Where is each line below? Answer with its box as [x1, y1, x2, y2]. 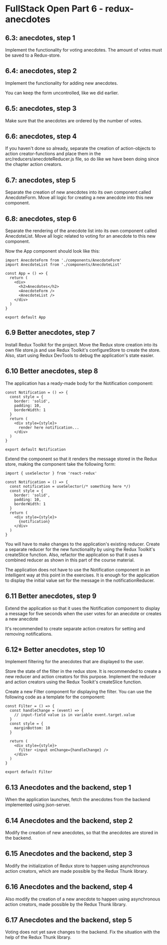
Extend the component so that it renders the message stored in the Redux [5, 456, 157, 462]
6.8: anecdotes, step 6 [5, 214, 77, 223]
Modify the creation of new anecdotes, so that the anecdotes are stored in [5, 829, 158, 835]
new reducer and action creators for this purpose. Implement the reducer [5, 674, 156, 680]
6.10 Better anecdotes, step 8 [5, 367, 98, 375]
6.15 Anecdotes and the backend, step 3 [5, 849, 132, 858]
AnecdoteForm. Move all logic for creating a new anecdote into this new [5, 195, 153, 201]
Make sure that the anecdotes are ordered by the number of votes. [5, 117, 142, 123]
